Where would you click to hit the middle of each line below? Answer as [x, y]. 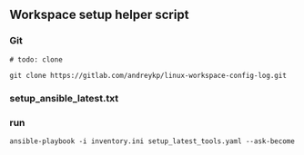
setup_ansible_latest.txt [64, 98]
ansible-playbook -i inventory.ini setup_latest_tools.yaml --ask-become [152, 141]
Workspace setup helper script [99, 15]
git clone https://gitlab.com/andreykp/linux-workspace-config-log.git [148, 75]
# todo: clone [36, 59]
